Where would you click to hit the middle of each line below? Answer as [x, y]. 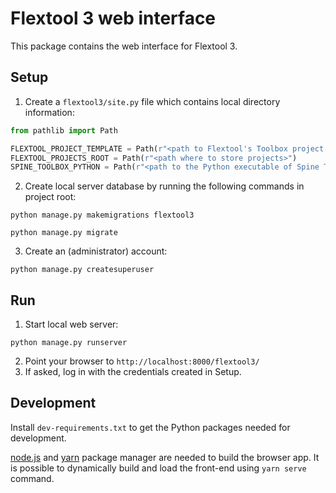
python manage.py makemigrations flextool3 [102, 215]
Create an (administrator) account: [96, 251]
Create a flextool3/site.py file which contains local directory [152, 101]
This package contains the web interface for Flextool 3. [124, 46]
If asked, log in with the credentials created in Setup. [133, 372]
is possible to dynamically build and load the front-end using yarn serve [158, 468]
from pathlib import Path [64, 130]
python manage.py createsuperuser [82, 270]
